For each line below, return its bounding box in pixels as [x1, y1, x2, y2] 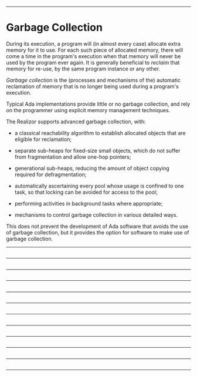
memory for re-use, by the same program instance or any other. [6, 65, 160, 72]
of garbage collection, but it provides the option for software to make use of [6, 229, 189, 236]
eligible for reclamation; [14, 136, 72, 143]
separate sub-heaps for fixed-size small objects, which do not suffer [14, 147, 181, 154]
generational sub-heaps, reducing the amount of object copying [14, 164, 170, 172]
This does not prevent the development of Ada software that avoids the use [6, 223, 189, 230]
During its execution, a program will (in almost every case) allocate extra [6, 40, 181, 47]
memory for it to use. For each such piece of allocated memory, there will [6, 46, 184, 53]
